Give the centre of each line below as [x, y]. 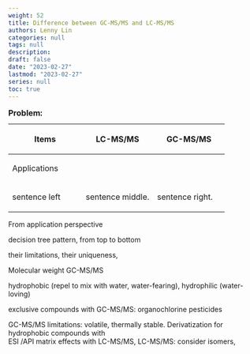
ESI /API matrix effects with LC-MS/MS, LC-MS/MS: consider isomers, [122, 341]
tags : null [26, 45]
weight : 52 [26, 15]
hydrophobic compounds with [57, 333]
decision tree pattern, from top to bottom [75, 240]
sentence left [36, 197]
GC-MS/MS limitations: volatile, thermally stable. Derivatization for [116, 325]
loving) [19, 294]
